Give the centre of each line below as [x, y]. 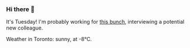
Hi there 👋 [21, 9]
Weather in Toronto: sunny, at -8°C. [49, 39]
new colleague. [24, 28]
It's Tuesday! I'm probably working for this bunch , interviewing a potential [95, 22]
